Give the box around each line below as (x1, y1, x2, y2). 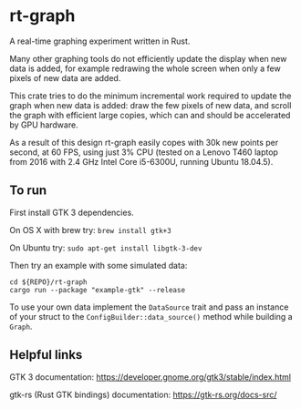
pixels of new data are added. (9, 72, 121, 83)
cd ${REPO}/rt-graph (9, 277, 88, 287)
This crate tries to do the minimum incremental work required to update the (9, 90, 292, 101)
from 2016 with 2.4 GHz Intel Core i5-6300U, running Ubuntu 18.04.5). (9, 156, 274, 167)
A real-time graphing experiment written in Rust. (9, 36, 191, 46)
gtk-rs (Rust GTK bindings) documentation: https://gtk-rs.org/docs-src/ (9, 389, 277, 400)
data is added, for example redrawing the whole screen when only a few (9, 63, 281, 74)
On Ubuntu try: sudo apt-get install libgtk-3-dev (9, 242, 202, 253)
